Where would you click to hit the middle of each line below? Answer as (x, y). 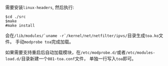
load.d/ (13, 59)
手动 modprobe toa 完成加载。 (44, 42)
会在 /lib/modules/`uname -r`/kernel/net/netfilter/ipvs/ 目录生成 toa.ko (82, 35)
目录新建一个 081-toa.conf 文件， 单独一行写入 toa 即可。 (79, 58)
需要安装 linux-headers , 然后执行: (40, 7)
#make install (20, 25)
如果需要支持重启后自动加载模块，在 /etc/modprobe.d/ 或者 (66, 52)
